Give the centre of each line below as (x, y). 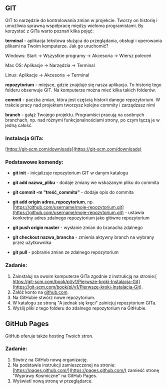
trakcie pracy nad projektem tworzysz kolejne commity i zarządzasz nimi (80, 105)
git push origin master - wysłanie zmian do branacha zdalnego (77, 227)
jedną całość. (19, 125)
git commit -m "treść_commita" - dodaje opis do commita (73, 192)
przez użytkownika (32, 242)
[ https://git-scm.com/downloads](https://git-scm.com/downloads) (73, 149)
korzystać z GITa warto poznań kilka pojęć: (49, 31)
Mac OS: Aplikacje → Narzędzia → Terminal (50, 65)
